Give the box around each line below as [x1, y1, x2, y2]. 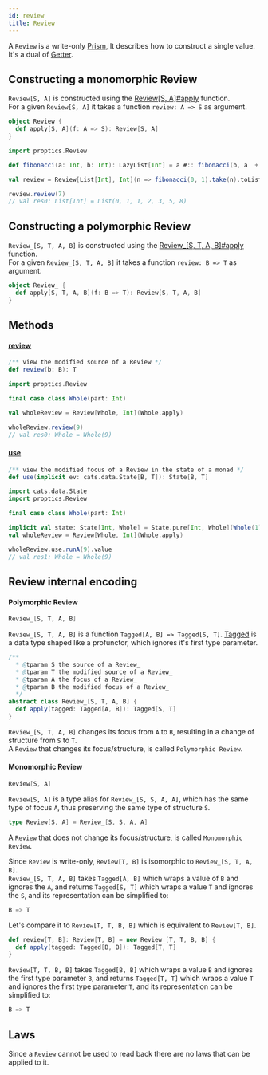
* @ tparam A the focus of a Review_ [15, 675, 137, 683]
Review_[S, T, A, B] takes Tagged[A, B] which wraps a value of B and [8, 873, 239, 883]
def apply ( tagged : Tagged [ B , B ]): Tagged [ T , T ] [15, 943, 177, 951]
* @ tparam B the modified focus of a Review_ [15, 683, 170, 691]
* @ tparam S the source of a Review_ [15, 660, 141, 668]
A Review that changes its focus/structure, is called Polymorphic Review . [8, 743, 243, 754]
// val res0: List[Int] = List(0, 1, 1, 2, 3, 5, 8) [8, 197, 187, 206]
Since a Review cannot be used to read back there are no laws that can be [8, 1049, 250, 1059]
